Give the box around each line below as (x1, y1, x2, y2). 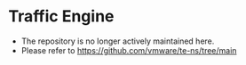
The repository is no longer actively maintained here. (20, 36, 215, 46)
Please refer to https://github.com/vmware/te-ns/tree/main (20, 45, 237, 55)
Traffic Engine (8, 6, 115, 27)
